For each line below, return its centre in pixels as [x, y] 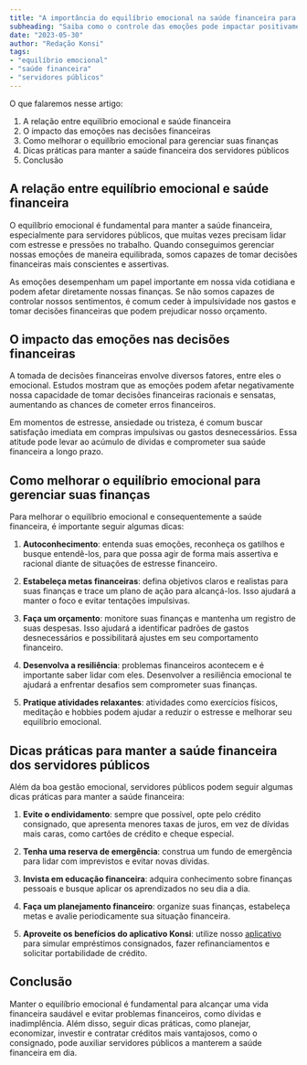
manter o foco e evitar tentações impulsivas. [106, 601]
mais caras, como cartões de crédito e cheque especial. [128, 834]
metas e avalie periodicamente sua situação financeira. [127, 916]
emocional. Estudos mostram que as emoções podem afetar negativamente [152, 386]
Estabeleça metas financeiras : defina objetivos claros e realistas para [155, 581]
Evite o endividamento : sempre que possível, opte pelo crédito [142, 814]
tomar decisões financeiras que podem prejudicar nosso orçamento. [138, 311]
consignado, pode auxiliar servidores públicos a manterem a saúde [136, 1042]
